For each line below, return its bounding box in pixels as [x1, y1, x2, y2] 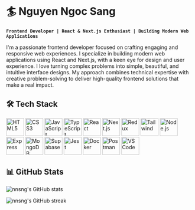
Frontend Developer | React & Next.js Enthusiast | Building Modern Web [6, 28, 189, 34]
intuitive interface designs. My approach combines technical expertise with [6, 68, 189, 76]
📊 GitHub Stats [6, 167, 64, 177]
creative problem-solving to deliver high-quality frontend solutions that [6, 75, 179, 82]
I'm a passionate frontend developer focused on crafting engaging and [6, 44, 178, 51]
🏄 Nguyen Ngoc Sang [6, 5, 116, 18]
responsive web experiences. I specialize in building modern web [6, 50, 165, 57]
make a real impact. [6, 81, 54, 88]
